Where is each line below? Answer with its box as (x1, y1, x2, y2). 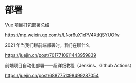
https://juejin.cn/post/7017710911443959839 (5, 52, 97, 58)
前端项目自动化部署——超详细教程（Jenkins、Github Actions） (5, 62, 134, 68)
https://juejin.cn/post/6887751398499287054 (5, 72, 99, 78)
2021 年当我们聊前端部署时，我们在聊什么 (5, 42, 90, 48)
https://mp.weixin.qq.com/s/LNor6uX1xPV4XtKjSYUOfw (5, 32, 120, 38)
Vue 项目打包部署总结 (5, 22, 50, 28)
